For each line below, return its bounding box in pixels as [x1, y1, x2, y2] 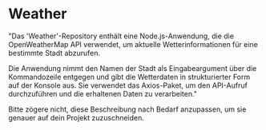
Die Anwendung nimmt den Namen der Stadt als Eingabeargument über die [8, 63, 257, 73]
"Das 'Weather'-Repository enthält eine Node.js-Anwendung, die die [8, 31, 235, 41]
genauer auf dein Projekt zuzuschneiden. [8, 112, 144, 122]
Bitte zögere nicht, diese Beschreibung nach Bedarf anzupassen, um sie [8, 104, 247, 114]
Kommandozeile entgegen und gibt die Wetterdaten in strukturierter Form [8, 72, 251, 81]
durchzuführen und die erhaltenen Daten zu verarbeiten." [8, 89, 198, 98]
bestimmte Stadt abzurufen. [8, 48, 100, 57]
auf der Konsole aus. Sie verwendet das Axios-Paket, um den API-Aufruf [8, 81, 248, 90]
